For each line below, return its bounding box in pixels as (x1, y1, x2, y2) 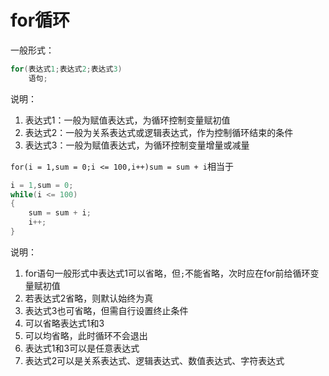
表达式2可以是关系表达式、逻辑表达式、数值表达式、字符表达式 (24, 354, 285, 366)
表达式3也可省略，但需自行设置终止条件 (24, 304, 189, 316)
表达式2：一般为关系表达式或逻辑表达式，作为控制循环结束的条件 (24, 126, 294, 138)
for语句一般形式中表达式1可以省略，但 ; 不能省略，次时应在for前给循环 (24, 267, 311, 279)
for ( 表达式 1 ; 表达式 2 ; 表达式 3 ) (10, 64, 123, 74)
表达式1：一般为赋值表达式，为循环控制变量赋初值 (24, 114, 231, 126)
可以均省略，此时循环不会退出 (24, 329, 148, 341)
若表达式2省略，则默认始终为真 (24, 292, 154, 304)
